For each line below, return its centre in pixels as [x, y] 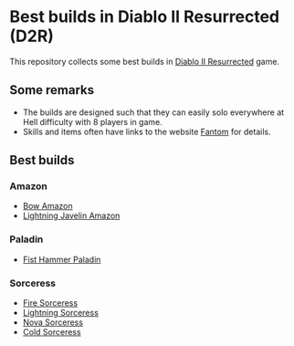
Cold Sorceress [52, 332]
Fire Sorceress [50, 303]
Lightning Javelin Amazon [71, 215]
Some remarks [52, 90]
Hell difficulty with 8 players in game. [92, 121]
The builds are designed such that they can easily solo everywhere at [153, 112]
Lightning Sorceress [60, 313]
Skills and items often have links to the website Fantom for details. [147, 131]
